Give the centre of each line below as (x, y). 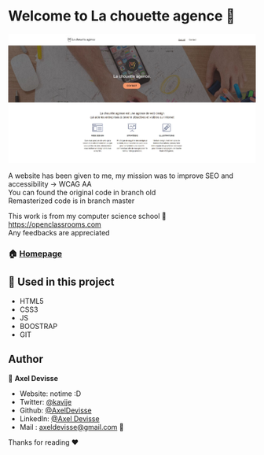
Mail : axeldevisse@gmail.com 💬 (71, 427)
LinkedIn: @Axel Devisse (59, 418)
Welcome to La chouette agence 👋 (122, 16)
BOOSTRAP (38, 326)
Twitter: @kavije (46, 401)
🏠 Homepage (35, 253)
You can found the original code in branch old (82, 193)
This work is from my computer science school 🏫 (87, 216)
